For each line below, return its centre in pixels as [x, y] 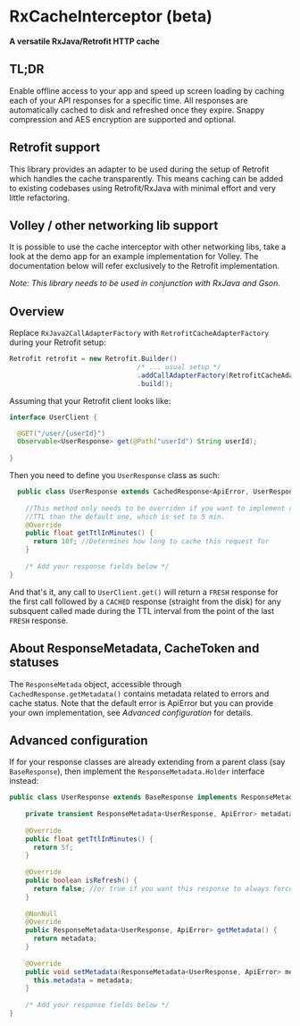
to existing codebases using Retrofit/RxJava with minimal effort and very [143, 188]
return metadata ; [65, 939]
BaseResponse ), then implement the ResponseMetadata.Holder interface [137, 771]
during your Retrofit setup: [58, 342]
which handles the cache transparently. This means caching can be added [146, 178]
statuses [34, 663]
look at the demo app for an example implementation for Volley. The [134, 256]
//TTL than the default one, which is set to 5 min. [125, 517]
